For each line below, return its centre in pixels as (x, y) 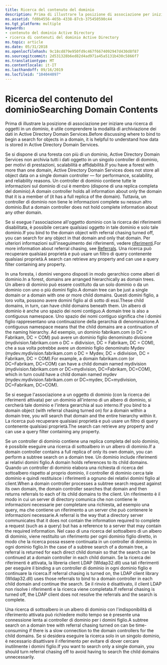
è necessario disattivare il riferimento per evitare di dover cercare (72, 641)
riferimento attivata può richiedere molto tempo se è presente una (73, 614)
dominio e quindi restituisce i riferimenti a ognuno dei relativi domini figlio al (83, 478)
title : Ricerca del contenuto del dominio (50, 10)
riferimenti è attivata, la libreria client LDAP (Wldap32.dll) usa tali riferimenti (82, 563)
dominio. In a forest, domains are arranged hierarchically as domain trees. (80, 279)
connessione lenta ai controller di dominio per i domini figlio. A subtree (77, 620)
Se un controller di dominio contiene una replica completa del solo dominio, (83, 441)
